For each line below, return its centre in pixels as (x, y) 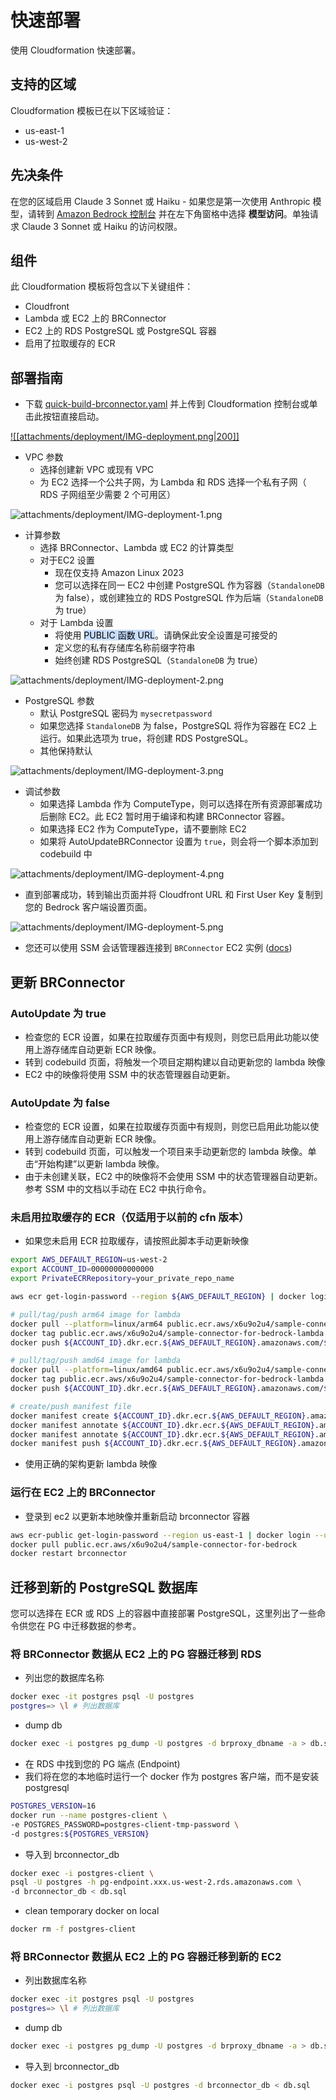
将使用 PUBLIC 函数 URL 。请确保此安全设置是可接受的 (166, 635)
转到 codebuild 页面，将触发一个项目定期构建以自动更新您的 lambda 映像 (175, 1062)
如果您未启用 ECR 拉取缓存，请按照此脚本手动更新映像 (137, 1241)
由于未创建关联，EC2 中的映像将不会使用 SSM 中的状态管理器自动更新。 (173, 1177)
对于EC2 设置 (67, 560)
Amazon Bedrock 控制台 (106, 213)
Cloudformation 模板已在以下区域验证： (92, 110)
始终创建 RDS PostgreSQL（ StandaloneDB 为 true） (158, 660)
